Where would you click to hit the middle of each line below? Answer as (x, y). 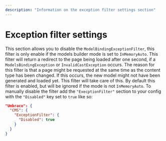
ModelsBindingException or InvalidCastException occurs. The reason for (80, 64)
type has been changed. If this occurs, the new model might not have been (83, 75)
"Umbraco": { (19, 106)
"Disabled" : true (37, 120)
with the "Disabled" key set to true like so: (49, 96)
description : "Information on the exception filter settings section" (80, 10)
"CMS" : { (19, 110)
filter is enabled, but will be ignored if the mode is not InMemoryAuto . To (78, 86)
